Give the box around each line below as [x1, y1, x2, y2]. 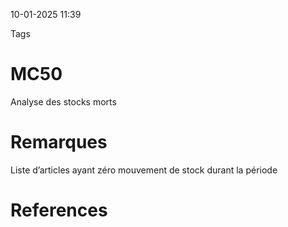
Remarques [10, 131, 108, 154]
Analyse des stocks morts [10, 95, 117, 108]
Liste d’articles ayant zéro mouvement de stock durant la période [10, 164, 278, 176]
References [10, 199, 108, 222]
